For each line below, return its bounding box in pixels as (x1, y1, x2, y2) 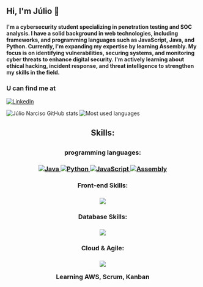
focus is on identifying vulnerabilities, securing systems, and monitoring (6, 49, 195, 56)
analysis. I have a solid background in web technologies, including (6, 29, 179, 37)
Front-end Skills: (77, 181, 128, 190)
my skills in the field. (6, 69, 60, 76)
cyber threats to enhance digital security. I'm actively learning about (6, 56, 185, 63)
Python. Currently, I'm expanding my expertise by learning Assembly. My (6, 42, 197, 50)
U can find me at (6, 84, 56, 92)
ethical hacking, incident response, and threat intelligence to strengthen (6, 62, 194, 69)
